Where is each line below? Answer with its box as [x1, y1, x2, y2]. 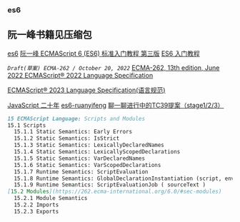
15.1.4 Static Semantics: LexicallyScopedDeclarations [14, 148, 181, 156]
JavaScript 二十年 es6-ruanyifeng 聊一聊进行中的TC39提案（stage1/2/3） [7, 101, 224, 109]
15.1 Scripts [7, 121, 46, 129]
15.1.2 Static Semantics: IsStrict [14, 135, 120, 142]
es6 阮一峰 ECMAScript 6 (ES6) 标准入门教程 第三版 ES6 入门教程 [7, 49, 200, 58]
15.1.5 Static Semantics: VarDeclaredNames [14, 155, 145, 162]
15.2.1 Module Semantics [14, 195, 88, 202]
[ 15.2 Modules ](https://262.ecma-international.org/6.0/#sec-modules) [7, 188, 222, 196]
